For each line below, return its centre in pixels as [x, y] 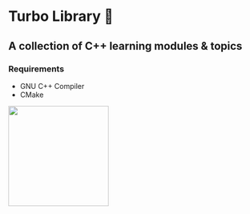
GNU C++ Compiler [52, 86]
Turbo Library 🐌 [61, 16]
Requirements [36, 69]
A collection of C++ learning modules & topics [125, 46]
